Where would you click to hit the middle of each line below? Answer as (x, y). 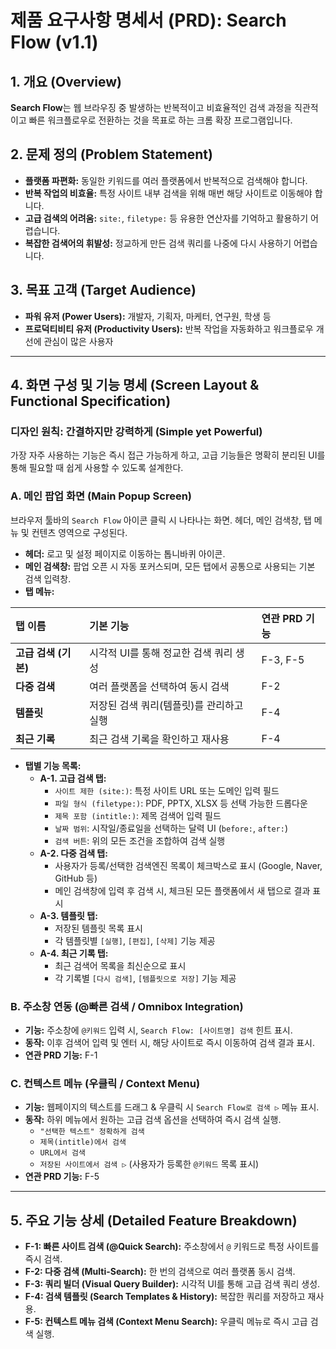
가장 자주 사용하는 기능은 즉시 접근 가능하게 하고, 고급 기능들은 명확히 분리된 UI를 (168, 455)
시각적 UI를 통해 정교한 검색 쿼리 (161, 653)
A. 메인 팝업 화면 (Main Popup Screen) (101, 496)
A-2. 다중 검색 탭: (73, 853)
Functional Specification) (91, 401)
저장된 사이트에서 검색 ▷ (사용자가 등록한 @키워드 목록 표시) (149, 1164)
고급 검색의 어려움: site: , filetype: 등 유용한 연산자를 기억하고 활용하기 (166, 218)
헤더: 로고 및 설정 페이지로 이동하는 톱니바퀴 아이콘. (125, 553)
